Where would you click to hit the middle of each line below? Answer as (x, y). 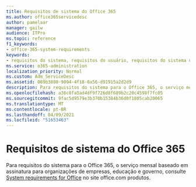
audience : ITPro (26, 33)
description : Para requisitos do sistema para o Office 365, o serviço (95, 88)
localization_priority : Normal (44, 71)
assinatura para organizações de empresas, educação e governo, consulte (96, 172)
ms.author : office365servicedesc (47, 17)
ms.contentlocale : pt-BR (36, 109)
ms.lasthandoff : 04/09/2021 (40, 115)
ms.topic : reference (31, 39)
